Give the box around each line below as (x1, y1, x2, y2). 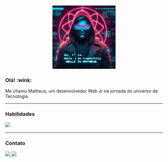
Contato (5, 140, 25, 147)
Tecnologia (5, 93, 28, 99)
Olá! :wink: (5, 76, 32, 83)
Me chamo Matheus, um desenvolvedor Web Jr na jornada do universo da (5, 88, 158, 94)
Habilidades (5, 110, 35, 117)
